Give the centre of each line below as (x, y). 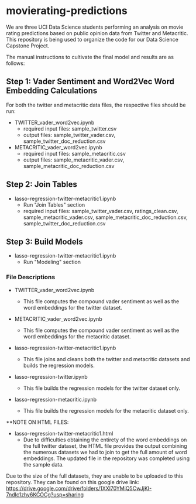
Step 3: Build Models (44, 241)
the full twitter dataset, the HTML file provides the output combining (105, 445)
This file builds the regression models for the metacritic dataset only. (106, 410)
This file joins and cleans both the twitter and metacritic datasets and (106, 359)
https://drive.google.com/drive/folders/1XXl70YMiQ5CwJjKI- (79, 488)
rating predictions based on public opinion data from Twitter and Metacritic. (97, 33)
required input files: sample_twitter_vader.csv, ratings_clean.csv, (101, 211)
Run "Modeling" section (52, 262)
